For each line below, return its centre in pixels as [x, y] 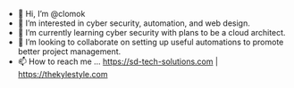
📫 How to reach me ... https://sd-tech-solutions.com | [118, 61]
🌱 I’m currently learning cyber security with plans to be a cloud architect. [151, 32]
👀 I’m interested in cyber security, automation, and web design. [134, 23]
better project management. [69, 52]
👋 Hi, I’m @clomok [51, 14]
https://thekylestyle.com [63, 74]
